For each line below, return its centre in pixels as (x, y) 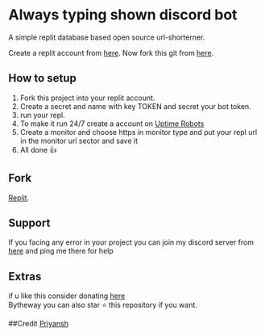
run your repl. (43, 115)
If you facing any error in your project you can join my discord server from (131, 242)
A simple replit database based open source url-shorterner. (107, 37)
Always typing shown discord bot (123, 15)
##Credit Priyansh (38, 324)
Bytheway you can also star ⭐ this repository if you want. (103, 305)
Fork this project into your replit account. (87, 98)
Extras (25, 276)
